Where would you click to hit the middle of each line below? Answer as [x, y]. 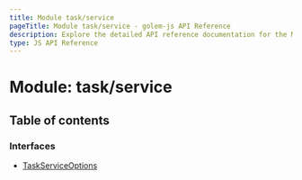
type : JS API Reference [54, 43]
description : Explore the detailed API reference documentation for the [148, 34]
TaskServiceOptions [60, 166]
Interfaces [32, 146]
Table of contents [59, 120]
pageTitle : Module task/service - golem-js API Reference [120, 26]
